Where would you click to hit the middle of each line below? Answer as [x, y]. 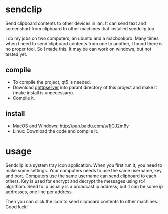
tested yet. [16, 54]
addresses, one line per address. [39, 192]
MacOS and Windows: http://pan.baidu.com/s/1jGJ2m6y [71, 126]
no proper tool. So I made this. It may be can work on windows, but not [78, 49]
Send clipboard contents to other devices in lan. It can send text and [76, 23]
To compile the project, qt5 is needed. [52, 82]
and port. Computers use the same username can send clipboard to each [81, 176]
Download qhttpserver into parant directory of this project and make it [85, 87]
